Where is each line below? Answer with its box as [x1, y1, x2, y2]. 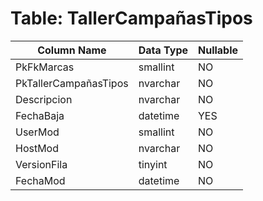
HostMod [15, 141, 60, 155]
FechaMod [15, 173, 66, 187]
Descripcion [15, 92, 73, 106]
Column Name [37, 43, 107, 57]
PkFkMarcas [15, 60, 75, 74]
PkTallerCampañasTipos [15, 76, 129, 90]
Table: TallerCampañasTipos [10, 7, 253, 30]
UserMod [15, 125, 60, 139]
